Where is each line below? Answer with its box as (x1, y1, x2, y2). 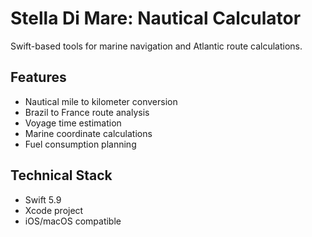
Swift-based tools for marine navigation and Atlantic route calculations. (10, 40, 303, 52)
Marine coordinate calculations (24, 127, 153, 139)
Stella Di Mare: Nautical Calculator (10, 7, 302, 30)
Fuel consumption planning (24, 138, 137, 150)
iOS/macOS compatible (24, 215, 122, 227)
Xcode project (24, 204, 84, 216)
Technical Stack (10, 167, 113, 184)
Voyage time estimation (24, 117, 122, 129)
